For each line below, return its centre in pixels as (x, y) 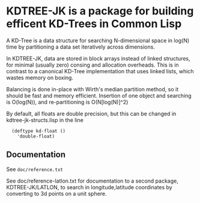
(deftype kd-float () (39, 131)
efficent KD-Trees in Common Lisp (94, 24)
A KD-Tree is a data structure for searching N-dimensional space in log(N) (98, 40)
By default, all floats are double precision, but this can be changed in (91, 114)
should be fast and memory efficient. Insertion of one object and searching (99, 95)
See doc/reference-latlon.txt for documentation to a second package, (92, 181)
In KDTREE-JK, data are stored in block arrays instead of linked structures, (98, 58)
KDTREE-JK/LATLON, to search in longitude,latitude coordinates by (89, 187)
